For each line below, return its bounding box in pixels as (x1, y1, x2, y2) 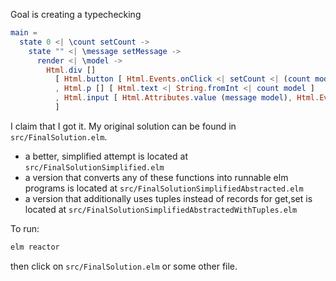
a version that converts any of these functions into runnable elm (24, 171, 289, 183)
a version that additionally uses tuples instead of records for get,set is (24, 192, 313, 204)
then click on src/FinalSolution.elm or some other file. (10, 260, 238, 272)
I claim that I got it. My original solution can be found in (10, 120, 237, 132)
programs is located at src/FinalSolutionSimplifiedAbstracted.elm (24, 182, 304, 194)
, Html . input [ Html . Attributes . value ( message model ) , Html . (54, 93, 320, 103)
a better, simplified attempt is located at (24, 150, 188, 162)
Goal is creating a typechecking (10, 9, 142, 20)
